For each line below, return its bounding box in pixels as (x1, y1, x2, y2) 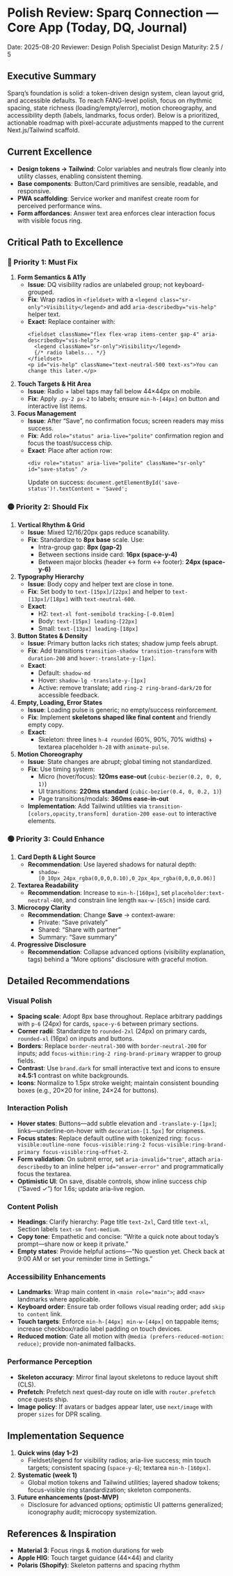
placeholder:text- (171, 889, 225, 896)
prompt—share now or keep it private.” (17, 1240, 129, 1248)
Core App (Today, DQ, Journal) (7, 19, 188, 36)
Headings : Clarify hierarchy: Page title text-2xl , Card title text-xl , (17, 1217, 209, 1226)
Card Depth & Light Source (17, 852, 96, 861)
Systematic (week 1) (17, 1471, 78, 1479)
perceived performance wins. (17, 201, 102, 210)
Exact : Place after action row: (27, 446, 113, 455)
